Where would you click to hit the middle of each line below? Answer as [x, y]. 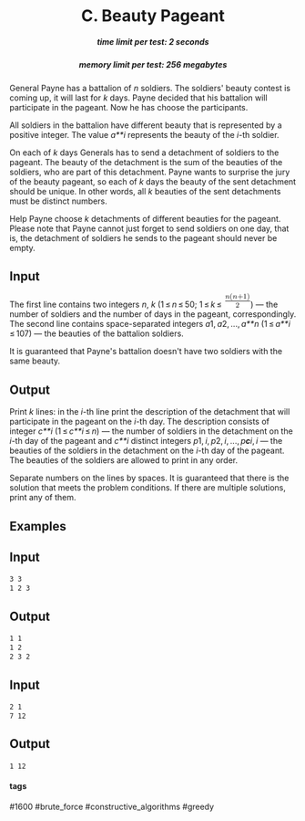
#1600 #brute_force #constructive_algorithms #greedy [112, 806]
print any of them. [43, 498]
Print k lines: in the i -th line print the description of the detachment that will [150, 412]
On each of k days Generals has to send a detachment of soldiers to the [144, 153]
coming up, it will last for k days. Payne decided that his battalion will [138, 98]
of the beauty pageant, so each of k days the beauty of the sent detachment [153, 181]
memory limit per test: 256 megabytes [153, 65]
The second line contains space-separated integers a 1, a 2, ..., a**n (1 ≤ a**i [150, 324]
